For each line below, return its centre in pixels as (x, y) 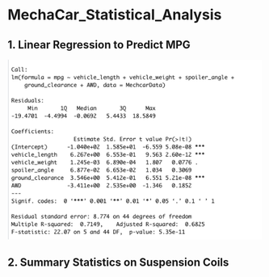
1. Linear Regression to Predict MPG (99, 45)
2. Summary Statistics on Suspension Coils (118, 262)
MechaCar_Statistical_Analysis (115, 15)
